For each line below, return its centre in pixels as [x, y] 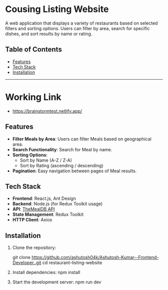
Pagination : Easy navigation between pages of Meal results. [74, 171]
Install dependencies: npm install [46, 272]
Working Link [33, 97]
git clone [21, 257]
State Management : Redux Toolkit [48, 214]
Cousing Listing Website [57, 9]
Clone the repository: [34, 248]
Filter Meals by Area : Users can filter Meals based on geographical [82, 139]
